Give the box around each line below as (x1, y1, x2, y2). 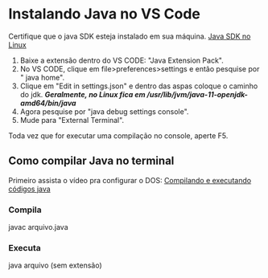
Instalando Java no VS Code (8, 5, 201, 23)
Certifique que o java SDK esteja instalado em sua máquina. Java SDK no (8, 31, 251, 41)
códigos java (8, 184, 51, 194)
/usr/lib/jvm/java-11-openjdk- (146, 89, 248, 99)
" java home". (19, 72, 65, 82)
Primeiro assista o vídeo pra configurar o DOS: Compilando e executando (8, 175, 252, 185)
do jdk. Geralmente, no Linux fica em (19, 89, 146, 99)
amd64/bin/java (19, 98, 76, 108)
